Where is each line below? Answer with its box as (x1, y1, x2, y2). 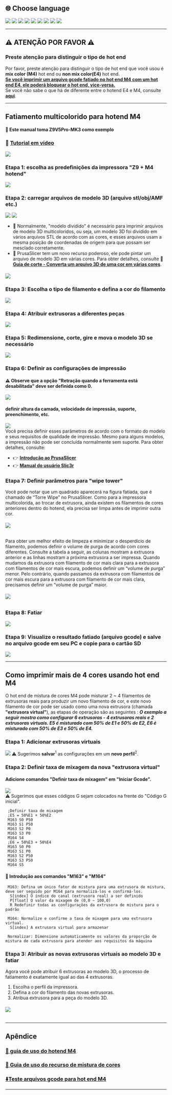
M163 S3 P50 (7, 857, 33, 863)
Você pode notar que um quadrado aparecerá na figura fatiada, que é (5, 489, 152, 495)
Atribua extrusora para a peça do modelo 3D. (12, 995, 109, 1001)
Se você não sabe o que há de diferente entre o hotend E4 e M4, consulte (5, 87, 161, 93)
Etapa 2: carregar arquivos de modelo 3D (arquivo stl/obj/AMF (5, 194, 163, 201)
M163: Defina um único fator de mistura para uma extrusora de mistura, (7, 885, 166, 890)
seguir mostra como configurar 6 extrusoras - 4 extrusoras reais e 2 (5, 714, 154, 721)
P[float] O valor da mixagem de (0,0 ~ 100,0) (10, 898, 111, 903)
